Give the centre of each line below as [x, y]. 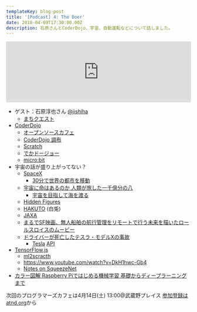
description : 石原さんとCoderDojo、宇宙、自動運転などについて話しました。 [89, 28]
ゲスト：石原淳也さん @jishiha [51, 112]
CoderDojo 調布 [42, 140]
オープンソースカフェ [49, 132]
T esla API [43, 244]
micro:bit [34, 160]
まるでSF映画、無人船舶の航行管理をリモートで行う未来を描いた [101, 222]
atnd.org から [21, 303]
